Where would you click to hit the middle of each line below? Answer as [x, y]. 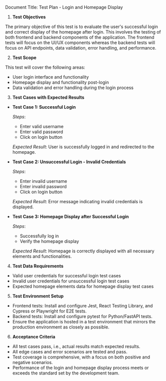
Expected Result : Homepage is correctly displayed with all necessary [83, 251]
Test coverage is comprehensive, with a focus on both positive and [81, 357]
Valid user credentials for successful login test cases [67, 276]
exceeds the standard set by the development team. [66, 373]
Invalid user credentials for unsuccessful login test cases [71, 281]
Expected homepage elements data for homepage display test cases [83, 286]
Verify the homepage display [49, 241]
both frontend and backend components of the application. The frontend [80, 37]
